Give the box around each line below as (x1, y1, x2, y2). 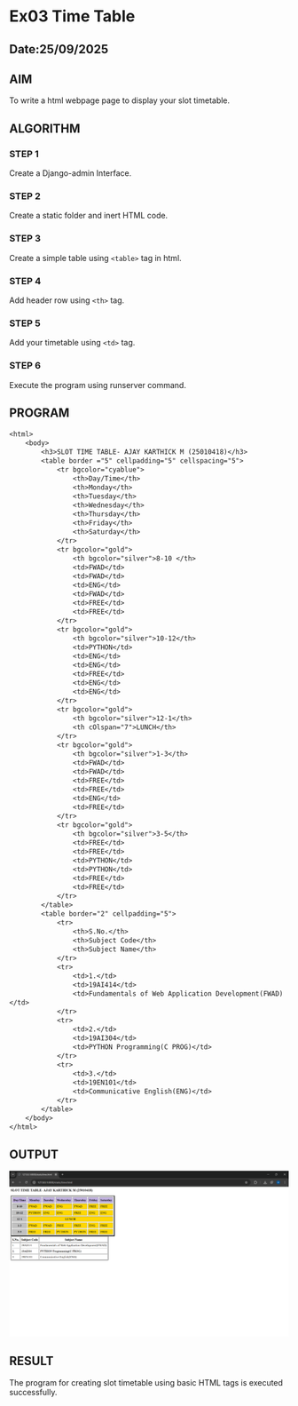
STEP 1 (9, 147, 39, 160)
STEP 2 (9, 190, 42, 202)
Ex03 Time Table (9, 6, 136, 27)
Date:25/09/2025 (9, 42, 109, 57)
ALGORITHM (9, 121, 81, 136)
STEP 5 (9, 317, 42, 330)
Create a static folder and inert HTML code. (9, 211, 169, 221)
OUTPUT (9, 1147, 59, 1162)
